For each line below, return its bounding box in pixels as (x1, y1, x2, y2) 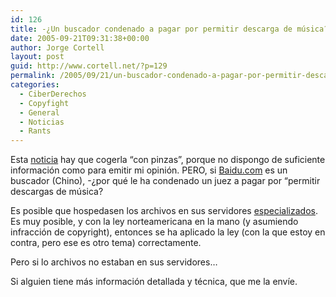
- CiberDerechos (19, 89, 87, 99)
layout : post (10, 52, 65, 62)
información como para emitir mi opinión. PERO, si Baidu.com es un (10, 164, 288, 176)
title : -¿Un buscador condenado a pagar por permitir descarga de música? (10, 24, 329, 34)
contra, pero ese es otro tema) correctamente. (10, 237, 202, 249)
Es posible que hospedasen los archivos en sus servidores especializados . (10, 205, 318, 217)
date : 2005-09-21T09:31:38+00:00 (10, 33, 150, 43)
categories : (10, 80, 60, 90)
